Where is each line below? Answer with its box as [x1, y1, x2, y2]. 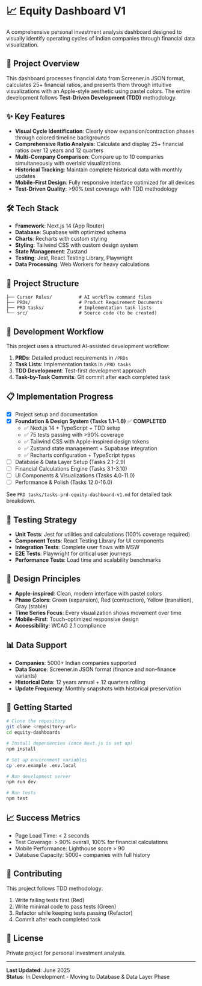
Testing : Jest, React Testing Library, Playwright [14, 254, 133, 262]
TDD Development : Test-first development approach [14, 367, 146, 374]
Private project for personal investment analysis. [6, 949, 126, 956]
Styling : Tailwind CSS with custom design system [14, 241, 138, 249]
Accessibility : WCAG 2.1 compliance [14, 622, 106, 629]
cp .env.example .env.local [6, 762, 77, 769]
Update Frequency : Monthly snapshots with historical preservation [14, 685, 182, 692]
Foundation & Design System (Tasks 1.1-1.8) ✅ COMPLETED [14, 417, 167, 425]
